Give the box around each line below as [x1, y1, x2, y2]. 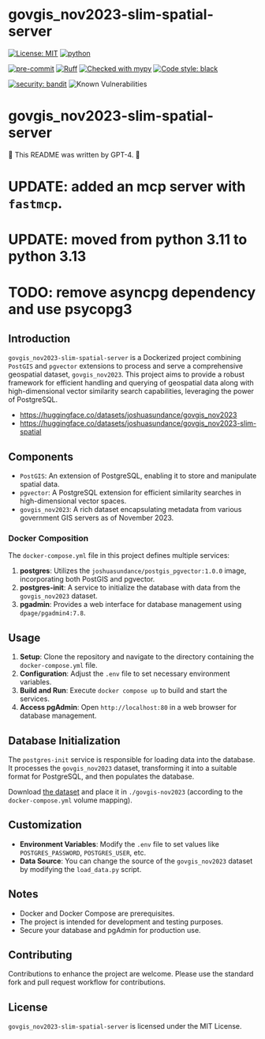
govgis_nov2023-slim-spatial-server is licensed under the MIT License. [8, 1022, 242, 1031]
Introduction [8, 332, 71, 345]
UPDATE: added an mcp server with [8, 178, 246, 195]
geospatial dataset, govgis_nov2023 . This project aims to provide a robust [8, 370, 244, 379]
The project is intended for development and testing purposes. [19, 916, 223, 927]
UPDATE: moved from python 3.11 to [8, 231, 248, 248]
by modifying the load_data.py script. [19, 864, 142, 874]
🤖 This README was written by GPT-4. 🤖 [8, 150, 140, 159]
